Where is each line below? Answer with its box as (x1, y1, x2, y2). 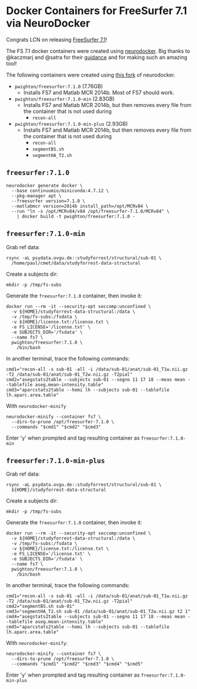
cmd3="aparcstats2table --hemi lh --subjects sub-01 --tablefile (6, 387, 169, 393)
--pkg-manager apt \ (11, 193, 62, 199)
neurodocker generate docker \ (6, 182, 83, 189)
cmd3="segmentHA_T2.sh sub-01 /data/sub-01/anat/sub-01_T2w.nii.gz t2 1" (6, 608, 191, 615)
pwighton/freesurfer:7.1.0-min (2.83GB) (14, 95, 115, 102)
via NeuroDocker (6, 16, 91, 30)
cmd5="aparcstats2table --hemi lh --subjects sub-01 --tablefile (6, 624, 169, 630)
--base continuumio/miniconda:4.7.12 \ (11, 188, 109, 193)
